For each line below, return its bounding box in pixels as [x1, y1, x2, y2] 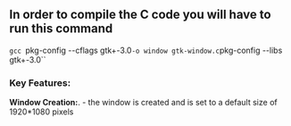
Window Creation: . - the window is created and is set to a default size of [9, 97, 279, 108]
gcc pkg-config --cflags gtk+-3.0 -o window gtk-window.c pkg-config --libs [9, 45, 283, 55]
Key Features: [9, 76, 71, 88]
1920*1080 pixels [9, 106, 74, 117]
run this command [9, 21, 113, 37]
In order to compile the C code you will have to [9, 7, 271, 22]
